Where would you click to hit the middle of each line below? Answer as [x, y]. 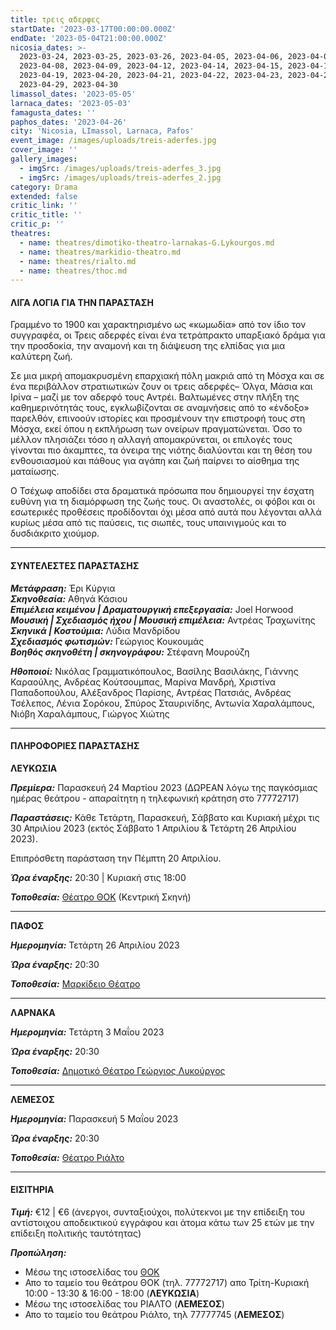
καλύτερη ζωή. [41, 357]
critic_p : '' [37, 224]
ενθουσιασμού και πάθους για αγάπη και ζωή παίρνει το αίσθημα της [155, 461]
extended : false [44, 196]
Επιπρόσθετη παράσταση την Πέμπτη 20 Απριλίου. [116, 858]
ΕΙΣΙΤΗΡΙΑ [32, 1190]
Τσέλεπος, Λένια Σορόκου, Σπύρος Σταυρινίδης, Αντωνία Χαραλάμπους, [162, 703]
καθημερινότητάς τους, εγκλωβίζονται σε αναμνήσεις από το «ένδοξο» [160, 408]
